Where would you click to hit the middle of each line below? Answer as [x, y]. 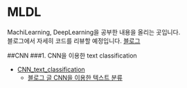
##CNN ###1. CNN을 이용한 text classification [72, 55]
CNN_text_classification [51, 69]
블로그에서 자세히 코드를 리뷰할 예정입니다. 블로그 [74, 41]
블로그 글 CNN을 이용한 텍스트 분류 [75, 78]
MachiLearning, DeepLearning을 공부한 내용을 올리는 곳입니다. [94, 32]
